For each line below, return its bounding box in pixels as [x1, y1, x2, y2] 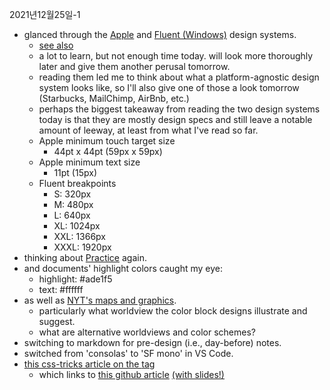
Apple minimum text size [38, 156, 141, 168]
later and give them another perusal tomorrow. [38, 61, 231, 72]
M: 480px [53, 199, 94, 210]
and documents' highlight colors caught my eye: [23, 263, 224, 274]
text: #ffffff [38, 284, 84, 295]
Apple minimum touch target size [38, 135, 176, 147]
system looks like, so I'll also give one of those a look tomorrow [38, 82, 300, 93]
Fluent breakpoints [38, 178, 117, 189]
